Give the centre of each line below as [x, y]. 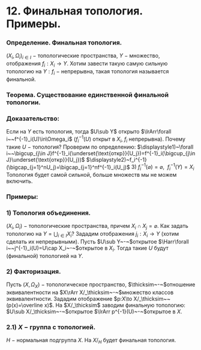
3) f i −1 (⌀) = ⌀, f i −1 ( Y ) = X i [163, 167]
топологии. [23, 102]
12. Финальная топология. [74, 11]
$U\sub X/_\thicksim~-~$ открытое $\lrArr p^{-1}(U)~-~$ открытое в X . [94, 312]
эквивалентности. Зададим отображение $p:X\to [69, 298]
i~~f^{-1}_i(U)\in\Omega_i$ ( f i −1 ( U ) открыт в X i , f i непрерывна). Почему [96, 139]
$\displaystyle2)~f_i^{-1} [116, 159]
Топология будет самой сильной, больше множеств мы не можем [91, 175]
